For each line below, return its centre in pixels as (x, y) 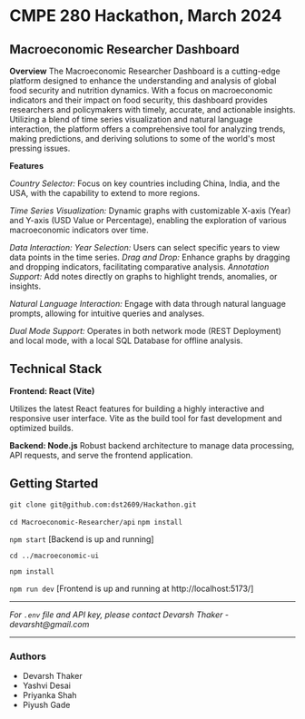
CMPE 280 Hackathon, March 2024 (146, 16)
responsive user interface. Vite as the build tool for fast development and (146, 418)
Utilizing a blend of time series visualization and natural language (131, 119)
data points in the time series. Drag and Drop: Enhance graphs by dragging (150, 257)
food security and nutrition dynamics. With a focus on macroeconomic (141, 90)
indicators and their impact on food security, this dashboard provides (138, 100)
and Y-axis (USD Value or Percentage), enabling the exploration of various (148, 220)
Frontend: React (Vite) (52, 390)
